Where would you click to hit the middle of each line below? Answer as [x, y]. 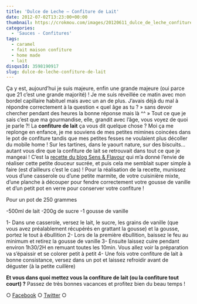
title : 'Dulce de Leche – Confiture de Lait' [62, 11]
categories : [21, 28]
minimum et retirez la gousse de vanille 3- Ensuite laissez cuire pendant [93, 241]
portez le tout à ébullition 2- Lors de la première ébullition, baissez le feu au [97, 235]
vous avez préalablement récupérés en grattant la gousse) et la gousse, [93, 229]
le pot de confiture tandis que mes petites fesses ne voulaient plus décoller [97, 138]
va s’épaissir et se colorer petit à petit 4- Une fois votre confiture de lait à [94, 254]
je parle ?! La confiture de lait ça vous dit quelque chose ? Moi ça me [90, 126]
